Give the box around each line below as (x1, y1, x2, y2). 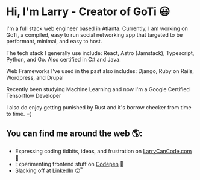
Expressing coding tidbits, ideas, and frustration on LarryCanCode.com (14, 147, 192, 155)
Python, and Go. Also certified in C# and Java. (6, 56, 122, 63)
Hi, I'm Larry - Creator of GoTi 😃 (6, 5, 170, 19)
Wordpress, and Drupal (6, 74, 64, 81)
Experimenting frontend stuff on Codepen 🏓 (14, 160, 124, 167)
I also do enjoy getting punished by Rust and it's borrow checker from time (6, 103, 192, 111)
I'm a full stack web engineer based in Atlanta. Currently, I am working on (6, 25, 189, 32)
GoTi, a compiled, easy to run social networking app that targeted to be (6, 31, 183, 38)
